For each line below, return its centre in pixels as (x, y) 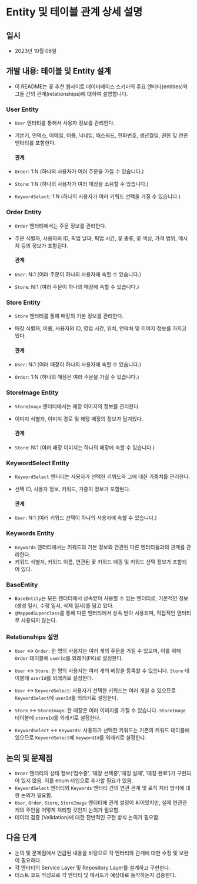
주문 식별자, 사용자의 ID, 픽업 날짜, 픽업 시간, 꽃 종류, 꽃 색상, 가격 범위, (96, 238)
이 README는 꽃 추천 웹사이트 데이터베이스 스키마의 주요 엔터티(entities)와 (101, 86)
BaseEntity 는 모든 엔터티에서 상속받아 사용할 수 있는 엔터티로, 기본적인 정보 (101, 598)
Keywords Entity (30, 533)
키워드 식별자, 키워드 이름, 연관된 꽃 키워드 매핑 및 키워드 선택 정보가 (93, 562)
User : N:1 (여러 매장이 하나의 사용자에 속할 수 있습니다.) (78, 365)
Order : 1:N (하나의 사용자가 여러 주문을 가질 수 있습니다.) (79, 172)
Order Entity (24, 212)
